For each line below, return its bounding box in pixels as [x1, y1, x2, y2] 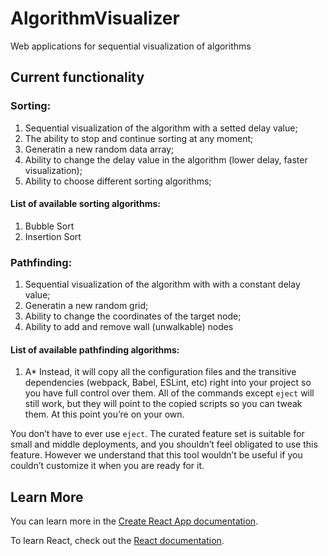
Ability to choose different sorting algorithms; [24, 175, 212, 187]
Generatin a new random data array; [24, 143, 175, 155]
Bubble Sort [24, 220, 75, 232]
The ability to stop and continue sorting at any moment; [24, 132, 254, 144]
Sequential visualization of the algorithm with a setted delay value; [24, 122, 298, 134]
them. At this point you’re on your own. [24, 408, 185, 421]
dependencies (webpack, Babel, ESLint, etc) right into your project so [24, 377, 312, 389]
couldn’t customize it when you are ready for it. [10, 460, 205, 472]
